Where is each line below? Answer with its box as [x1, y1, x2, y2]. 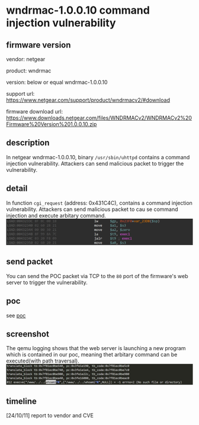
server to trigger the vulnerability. [6, 279, 88, 286]
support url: [6, 90, 35, 97]
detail [6, 184, 28, 194]
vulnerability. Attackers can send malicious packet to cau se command [6, 206, 179, 213]
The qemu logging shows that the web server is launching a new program [6, 345, 186, 352]
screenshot [6, 329, 49, 339]
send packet [6, 257, 53, 267]
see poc [6, 311, 26, 319]
